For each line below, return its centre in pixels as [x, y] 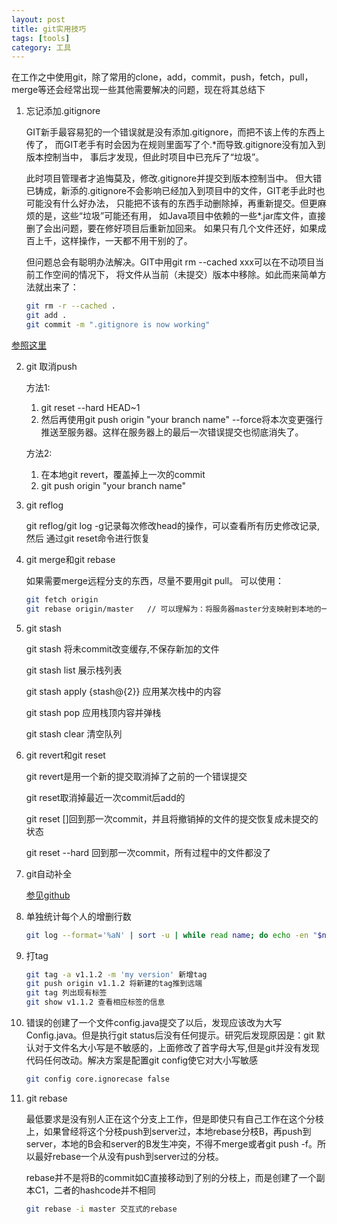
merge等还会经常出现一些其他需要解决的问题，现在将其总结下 [138, 90]
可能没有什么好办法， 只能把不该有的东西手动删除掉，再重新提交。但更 [171, 203]
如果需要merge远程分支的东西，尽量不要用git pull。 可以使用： [155, 580]
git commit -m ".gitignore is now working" [118, 325]
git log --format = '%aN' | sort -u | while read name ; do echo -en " [171, 935]
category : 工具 [41, 47]
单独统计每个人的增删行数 [78, 916]
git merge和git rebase [70, 559]
